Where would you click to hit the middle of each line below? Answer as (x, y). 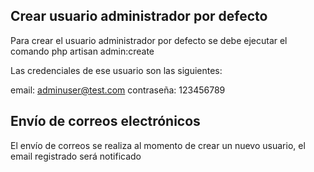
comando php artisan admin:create (82, 51)
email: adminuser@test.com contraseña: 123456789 (118, 90)
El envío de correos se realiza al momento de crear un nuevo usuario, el (158, 145)
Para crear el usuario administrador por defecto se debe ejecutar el (149, 40)
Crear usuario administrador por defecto (139, 16)
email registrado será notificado (76, 156)
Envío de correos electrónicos (105, 121)
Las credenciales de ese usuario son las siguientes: (116, 70)
